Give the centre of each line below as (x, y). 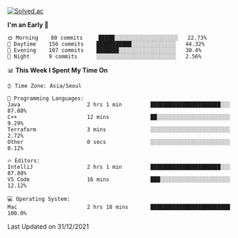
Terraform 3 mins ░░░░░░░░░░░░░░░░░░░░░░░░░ (119, 130)
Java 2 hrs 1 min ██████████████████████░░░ (119, 105)
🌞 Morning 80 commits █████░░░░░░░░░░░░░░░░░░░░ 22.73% (107, 38)
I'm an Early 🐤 (28, 25)
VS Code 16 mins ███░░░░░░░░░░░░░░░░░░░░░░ (119, 180)
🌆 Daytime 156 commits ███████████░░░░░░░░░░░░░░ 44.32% (106, 44)
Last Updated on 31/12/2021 (48, 227)
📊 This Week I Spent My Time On (58, 70)
